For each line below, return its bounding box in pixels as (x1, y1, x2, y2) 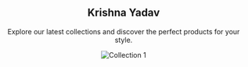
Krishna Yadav (87, 6, 160, 19)
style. (114, 35, 133, 44)
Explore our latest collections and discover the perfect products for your (7, 26, 240, 36)
